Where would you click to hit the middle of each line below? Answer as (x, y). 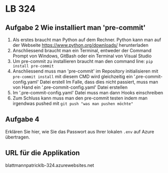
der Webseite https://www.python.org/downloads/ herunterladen (80, 45)
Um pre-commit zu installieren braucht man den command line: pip (83, 61)
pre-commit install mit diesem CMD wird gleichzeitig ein (73, 76)
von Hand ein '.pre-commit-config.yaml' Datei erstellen (70, 87)
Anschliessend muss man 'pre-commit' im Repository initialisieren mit (85, 71)
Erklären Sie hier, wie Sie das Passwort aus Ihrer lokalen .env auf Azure (80, 131)
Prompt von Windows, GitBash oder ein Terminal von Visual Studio (82, 56)
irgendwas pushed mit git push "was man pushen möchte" (73, 103)
